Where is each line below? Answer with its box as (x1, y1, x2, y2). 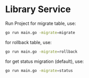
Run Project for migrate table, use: (5, 20, 76, 26)
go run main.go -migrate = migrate (5, 30, 75, 35)
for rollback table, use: (5, 39, 52, 45)
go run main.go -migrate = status (5, 68, 73, 73)
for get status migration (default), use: (5, 58, 84, 64)
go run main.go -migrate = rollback (5, 49, 78, 54)
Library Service (5, 4, 71, 15)
